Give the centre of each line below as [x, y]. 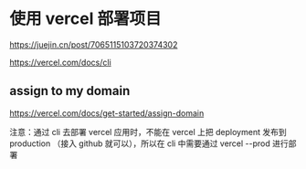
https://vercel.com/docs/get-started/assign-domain [107, 113]
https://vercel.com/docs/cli [60, 62]
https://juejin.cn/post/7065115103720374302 [94, 44]
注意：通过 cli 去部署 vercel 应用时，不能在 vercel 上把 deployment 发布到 [148, 132]
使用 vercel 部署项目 [85, 19]
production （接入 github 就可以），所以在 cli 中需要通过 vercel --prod [140, 143]
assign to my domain [70, 91]
